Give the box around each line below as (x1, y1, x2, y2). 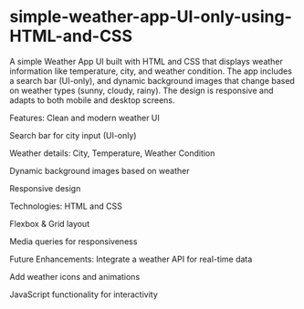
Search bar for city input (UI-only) (9, 129, 137, 140)
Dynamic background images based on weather (9, 165, 190, 176)
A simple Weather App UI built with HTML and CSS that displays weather (9, 56, 283, 67)
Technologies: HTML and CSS (9, 201, 123, 211)
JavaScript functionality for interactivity (9, 289, 158, 300)
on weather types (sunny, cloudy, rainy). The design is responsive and (9, 85, 274, 96)
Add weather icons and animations (9, 271, 141, 282)
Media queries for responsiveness (9, 235, 138, 247)
